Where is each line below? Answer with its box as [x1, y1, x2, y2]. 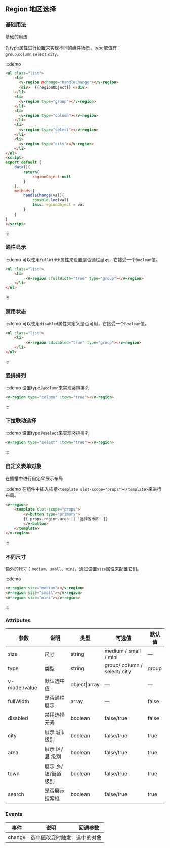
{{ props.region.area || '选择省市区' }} [23, 517, 108, 522]
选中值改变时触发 [30, 834, 72, 841]
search [8, 791, 24, 798]
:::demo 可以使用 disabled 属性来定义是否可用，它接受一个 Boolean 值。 [5, 320, 149, 326]
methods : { [14, 188, 35, 193]
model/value [8, 684, 37, 691]
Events [5, 810, 23, 817]
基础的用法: [5, 33, 29, 39]
